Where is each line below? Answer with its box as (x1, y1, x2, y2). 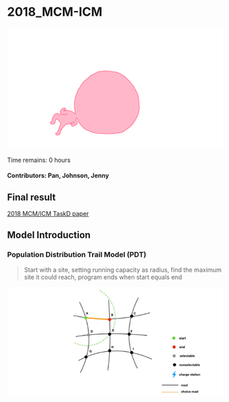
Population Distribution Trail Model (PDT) (7, 250, 147, 259)
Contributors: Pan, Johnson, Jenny (7, 172, 110, 180)
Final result (7, 191, 56, 203)
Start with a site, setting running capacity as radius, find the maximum (23, 265, 222, 274)
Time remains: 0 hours (7, 156, 71, 164)
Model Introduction (7, 229, 91, 241)
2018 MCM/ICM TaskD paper (7, 210, 89, 218)
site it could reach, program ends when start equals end (23, 272, 182, 281)
